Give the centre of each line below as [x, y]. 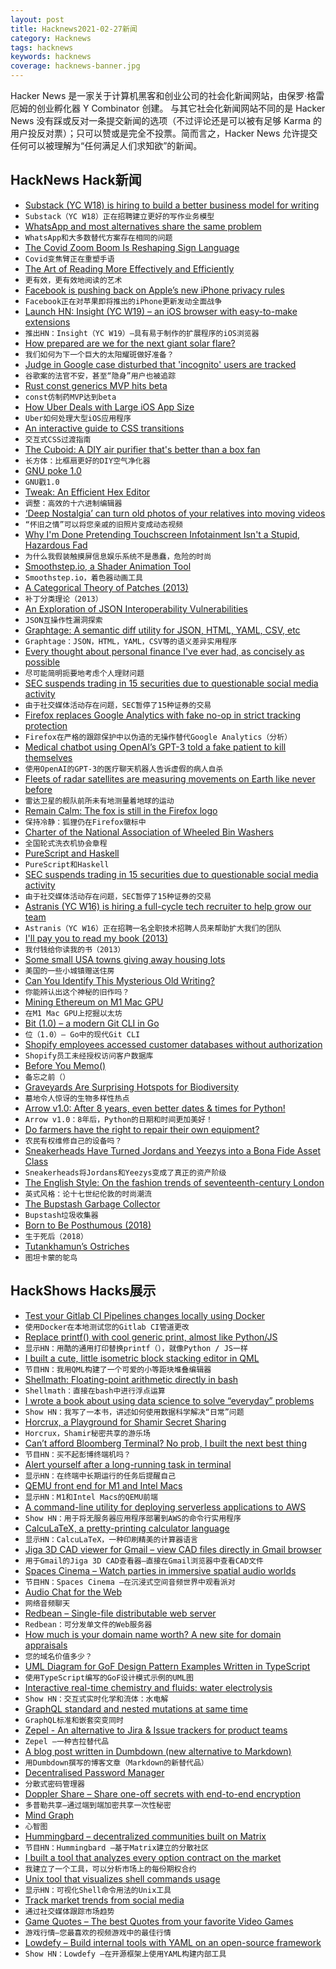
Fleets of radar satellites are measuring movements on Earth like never [170, 778]
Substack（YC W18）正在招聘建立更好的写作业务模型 [119, 216]
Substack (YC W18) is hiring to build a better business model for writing [172, 205]
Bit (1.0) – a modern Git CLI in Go [92, 1023]
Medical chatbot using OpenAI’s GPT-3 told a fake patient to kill [155, 747]
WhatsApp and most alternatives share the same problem [143, 226]
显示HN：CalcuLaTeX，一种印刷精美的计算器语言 [111, 1539]
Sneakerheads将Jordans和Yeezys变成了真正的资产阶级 [125, 1172]
